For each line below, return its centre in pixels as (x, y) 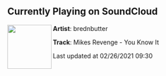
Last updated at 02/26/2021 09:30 (103, 56)
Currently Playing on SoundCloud (83, 12)
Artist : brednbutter (80, 28)
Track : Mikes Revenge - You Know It (106, 42)
